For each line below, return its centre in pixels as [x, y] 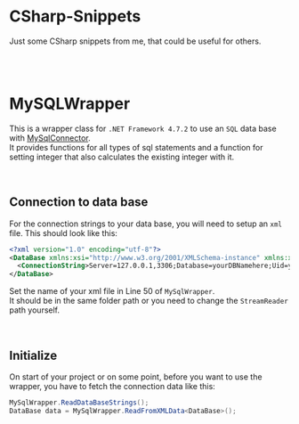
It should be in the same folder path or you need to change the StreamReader [149, 301]
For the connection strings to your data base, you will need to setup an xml [146, 224]
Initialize [33, 355]
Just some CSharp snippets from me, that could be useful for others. [135, 41]
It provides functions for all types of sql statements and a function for [136, 147]
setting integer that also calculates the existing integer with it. [122, 157]
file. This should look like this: [64, 232]
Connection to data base [79, 202]
